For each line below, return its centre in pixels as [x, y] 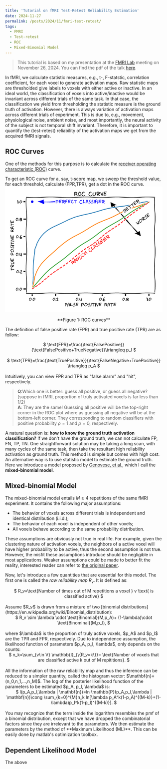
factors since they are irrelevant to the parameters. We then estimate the [80, 724]
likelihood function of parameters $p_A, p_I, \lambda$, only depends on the [83, 644]
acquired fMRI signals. [28, 136]
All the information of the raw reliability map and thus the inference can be [82, 671]
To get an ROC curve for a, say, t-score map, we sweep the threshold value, [83, 179]
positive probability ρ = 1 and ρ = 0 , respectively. [68, 423]
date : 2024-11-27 [23, 16]
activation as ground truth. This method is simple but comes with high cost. [83, 454]
